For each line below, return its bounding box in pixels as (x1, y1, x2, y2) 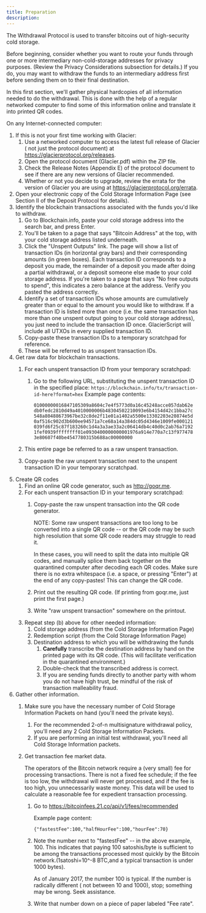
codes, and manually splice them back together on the (33, 557, 172, 564)
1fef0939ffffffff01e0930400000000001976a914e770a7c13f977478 (33, 429, 193, 435)
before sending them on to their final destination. (6, 76, 130, 84)
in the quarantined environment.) (42, 658, 126, 665)
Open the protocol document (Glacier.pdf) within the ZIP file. (24, 157, 178, 165)
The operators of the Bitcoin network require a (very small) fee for (24, 764, 191, 772)
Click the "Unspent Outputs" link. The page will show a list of (24, 242, 179, 249)
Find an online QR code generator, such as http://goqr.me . (24, 482, 172, 489)
